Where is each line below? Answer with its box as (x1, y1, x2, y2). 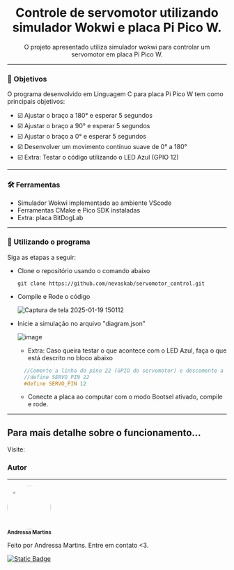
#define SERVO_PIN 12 (24, 380, 87, 387)
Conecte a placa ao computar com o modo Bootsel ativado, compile (27, 392, 223, 401)
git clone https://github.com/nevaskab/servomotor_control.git (17, 280, 205, 287)
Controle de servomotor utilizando (15, 5, 219, 21)
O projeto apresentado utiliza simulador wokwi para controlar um (24, 43, 210, 51)
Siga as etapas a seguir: (7, 253, 77, 261)
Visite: (7, 445, 26, 454)
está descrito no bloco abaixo (27, 353, 114, 362)
